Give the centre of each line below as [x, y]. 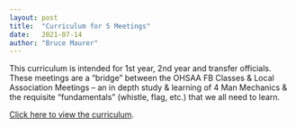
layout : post [34, 18]
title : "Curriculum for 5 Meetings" [80, 26]
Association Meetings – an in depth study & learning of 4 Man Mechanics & [148, 87]
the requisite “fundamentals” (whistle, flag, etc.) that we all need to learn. [145, 97]
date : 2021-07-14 [46, 34]
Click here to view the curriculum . [72, 114]
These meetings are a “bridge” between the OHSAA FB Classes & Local [142, 78]
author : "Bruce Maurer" [54, 43]
